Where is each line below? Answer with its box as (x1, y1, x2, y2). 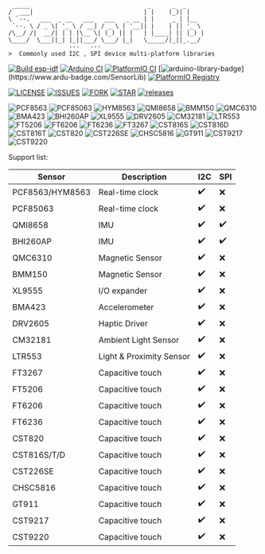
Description (122, 171, 167, 182)
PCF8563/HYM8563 (12, 186, 92, 197)
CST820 (12, 432, 45, 443)
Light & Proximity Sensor (98, 350, 191, 361)
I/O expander (98, 285, 148, 296)
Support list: (8, 153, 49, 162)
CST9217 (12, 515, 49, 526)
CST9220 (12, 531, 49, 542)
